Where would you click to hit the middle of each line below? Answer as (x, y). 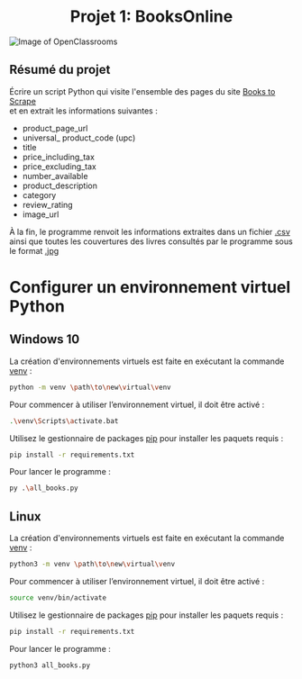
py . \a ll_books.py (44, 488)
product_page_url (55, 128)
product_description (59, 186)
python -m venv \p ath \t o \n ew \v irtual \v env (90, 387)
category (39, 195)
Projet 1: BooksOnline (151, 17)
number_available (55, 176)
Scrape (23, 101)
